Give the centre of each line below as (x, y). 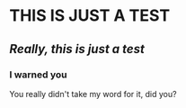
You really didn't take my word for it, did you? (93, 94)
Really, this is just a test (77, 49)
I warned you (38, 75)
